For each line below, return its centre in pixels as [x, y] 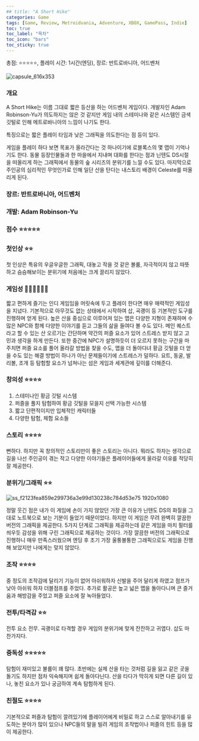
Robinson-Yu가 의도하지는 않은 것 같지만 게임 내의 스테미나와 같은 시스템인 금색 [99, 115]
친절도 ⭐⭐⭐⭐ [24, 700]
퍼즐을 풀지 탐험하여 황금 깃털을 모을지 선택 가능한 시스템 [80, 403]
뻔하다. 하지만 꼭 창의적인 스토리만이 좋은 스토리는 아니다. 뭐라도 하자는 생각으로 [99, 451]
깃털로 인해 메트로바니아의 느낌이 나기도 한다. [59, 122]
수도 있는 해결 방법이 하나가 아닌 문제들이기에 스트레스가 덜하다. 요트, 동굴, [99, 355]
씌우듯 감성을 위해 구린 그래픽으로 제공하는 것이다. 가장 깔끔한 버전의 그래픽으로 [98, 533]
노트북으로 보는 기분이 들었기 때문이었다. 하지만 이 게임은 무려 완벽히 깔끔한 [104, 518]
